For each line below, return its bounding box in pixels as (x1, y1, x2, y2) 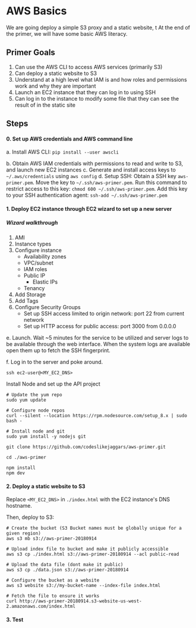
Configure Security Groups (14, 303, 81, 310)
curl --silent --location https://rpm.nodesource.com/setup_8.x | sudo (6, 412, 187, 418)
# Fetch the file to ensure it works (6, 593, 100, 599)
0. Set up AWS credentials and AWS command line (6, 135, 133, 142)
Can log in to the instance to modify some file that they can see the (14, 95, 179, 102)
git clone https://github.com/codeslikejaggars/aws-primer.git (6, 444, 166, 450)
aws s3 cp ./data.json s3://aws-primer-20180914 (6, 567, 129, 573)
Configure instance (14, 246, 62, 254)
